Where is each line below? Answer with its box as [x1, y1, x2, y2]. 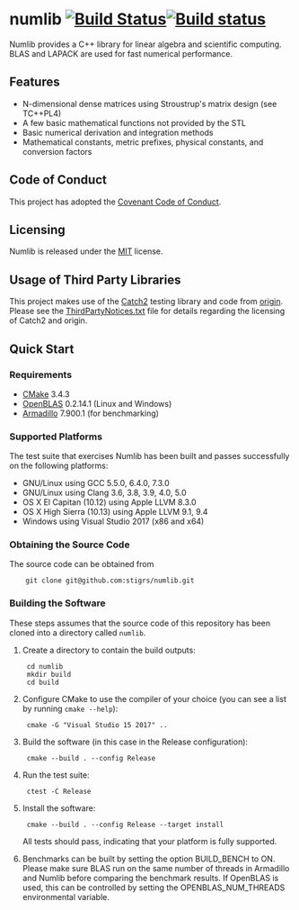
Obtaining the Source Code [9, 538, 130, 551]
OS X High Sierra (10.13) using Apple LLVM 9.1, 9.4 [22, 507, 208, 518]
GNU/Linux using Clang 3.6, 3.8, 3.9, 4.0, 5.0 [22, 487, 187, 499]
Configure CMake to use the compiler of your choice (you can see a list [22, 693, 287, 704]
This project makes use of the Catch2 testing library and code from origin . [9, 296, 284, 307]
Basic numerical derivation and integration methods [22, 127, 214, 138]
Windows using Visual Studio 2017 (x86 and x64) [22, 516, 205, 527]
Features [9, 75, 60, 90]
